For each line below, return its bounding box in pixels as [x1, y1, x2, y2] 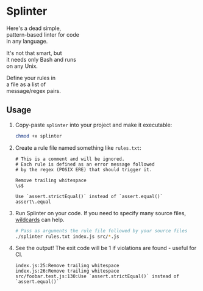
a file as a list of [6, 81, 46, 88]
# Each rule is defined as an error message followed [15, 161, 155, 168]
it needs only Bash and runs [6, 56, 76, 63]
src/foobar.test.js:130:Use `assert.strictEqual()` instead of [15, 273, 180, 279]
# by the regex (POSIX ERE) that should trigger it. [15, 166, 152, 172]
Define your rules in [6, 74, 56, 81]
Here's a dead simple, [6, 24, 62, 32]
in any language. [6, 37, 48, 45]
